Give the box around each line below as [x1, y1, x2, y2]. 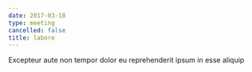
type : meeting [8, 19, 56, 27]
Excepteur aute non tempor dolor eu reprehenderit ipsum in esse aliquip [8, 55, 245, 65]
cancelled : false [8, 26, 66, 34]
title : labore [8, 33, 56, 42]
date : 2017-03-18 [8, 11, 66, 20]
